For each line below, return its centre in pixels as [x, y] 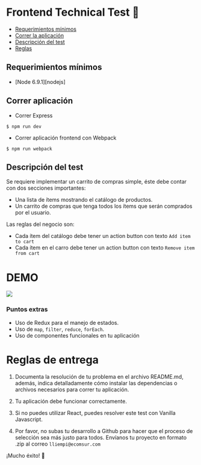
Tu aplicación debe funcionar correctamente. [71, 401]
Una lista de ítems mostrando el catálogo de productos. [84, 200]
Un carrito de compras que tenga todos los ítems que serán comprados [104, 206]
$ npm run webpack [29, 149]
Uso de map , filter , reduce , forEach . [60, 329]
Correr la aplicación [39, 35]
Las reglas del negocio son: [40, 224]
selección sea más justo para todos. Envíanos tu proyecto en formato [101, 437]
